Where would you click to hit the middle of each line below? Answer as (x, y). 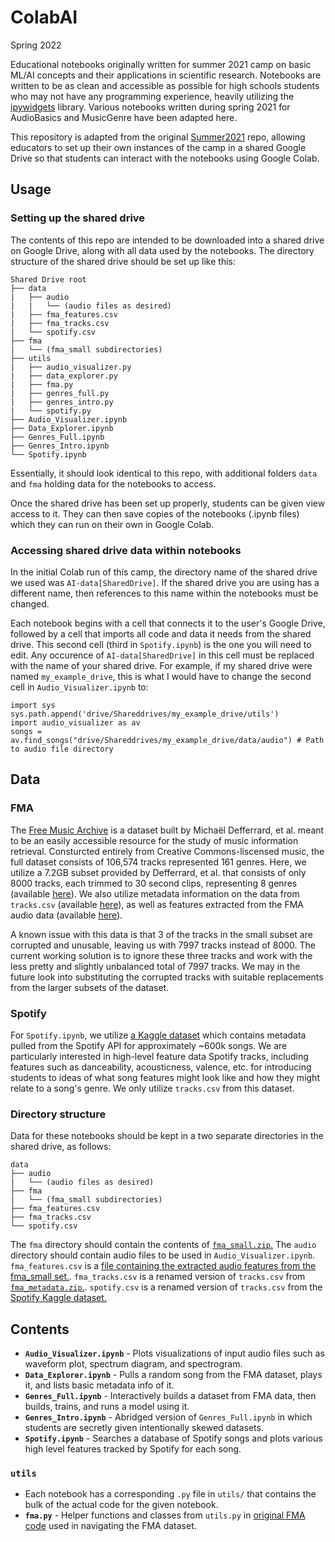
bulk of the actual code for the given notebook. (121, 1505)
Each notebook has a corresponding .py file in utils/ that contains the (170, 1494)
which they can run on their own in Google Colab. (112, 524)
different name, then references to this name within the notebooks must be (164, 593)
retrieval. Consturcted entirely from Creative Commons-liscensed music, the (167, 851)
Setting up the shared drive (78, 218)
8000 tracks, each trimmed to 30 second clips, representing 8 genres (154, 883)
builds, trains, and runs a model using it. (107, 1407)
